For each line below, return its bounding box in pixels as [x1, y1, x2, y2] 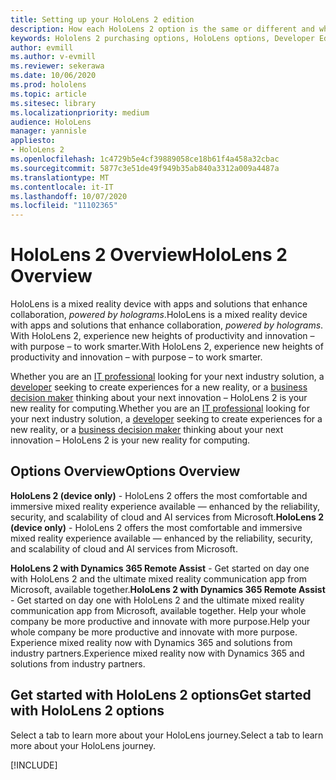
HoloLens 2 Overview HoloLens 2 [10, 244, 288, 266]
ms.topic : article [10, 89, 87, 99]
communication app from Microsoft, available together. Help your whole [10, 604, 307, 616]
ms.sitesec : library [10, 98, 97, 108]
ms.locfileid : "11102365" [10, 201, 118, 211]
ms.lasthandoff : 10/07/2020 [10, 191, 128, 201]
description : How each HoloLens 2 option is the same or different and [10, 24, 315, 34]
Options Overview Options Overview [10, 463, 241, 480]
